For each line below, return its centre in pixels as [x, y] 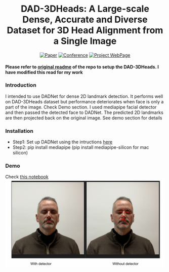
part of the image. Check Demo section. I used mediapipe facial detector [81, 107]
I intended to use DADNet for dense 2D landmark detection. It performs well [84, 96]
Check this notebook [27, 177]
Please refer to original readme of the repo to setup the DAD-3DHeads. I [82, 67]
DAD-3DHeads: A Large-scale [85, 9]
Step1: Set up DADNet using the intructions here [62, 142]
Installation [19, 131]
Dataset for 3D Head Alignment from [85, 30]
